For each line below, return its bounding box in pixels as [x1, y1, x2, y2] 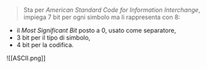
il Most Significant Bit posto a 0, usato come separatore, [16, 27, 177, 34]
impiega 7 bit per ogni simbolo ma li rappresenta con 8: [23, 13, 181, 21]
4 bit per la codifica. [16, 41, 74, 49]
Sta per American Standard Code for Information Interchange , [23, 6, 201, 14]
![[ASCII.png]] [6, 54, 46, 62]
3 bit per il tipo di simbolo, [16, 33, 91, 42]
